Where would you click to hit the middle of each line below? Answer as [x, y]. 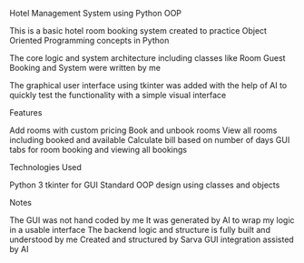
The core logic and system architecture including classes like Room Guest [147, 58]
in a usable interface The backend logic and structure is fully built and [140, 230]
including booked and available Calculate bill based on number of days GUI [150, 140]
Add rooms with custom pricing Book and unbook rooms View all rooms [143, 130]
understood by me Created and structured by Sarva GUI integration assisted [152, 239]
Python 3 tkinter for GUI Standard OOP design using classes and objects [145, 185]
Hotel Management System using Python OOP [96, 13]
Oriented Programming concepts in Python [89, 40]
